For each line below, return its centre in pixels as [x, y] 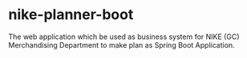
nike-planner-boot [71, 15]
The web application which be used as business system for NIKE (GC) [124, 37]
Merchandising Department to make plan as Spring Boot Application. [121, 44]
